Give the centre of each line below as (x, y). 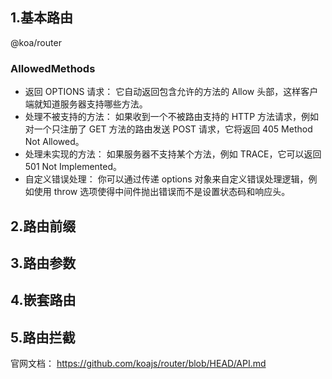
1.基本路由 (42, 18)
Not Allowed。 (54, 142)
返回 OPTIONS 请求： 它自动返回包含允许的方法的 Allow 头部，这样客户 (171, 92)
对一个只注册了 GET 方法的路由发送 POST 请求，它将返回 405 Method (168, 129)
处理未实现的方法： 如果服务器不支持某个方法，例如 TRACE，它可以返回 (173, 154)
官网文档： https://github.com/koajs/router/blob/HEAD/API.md (138, 364)
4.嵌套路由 (43, 300)
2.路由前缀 (43, 226)
